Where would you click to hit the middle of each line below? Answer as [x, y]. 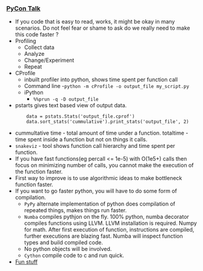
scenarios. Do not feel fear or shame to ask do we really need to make [102, 28]
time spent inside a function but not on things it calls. [81, 139]
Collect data [39, 47]
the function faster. [39, 172]
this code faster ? [37, 35]
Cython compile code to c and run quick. [74, 255]
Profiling [25, 41]
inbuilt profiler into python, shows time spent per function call [101, 79]
